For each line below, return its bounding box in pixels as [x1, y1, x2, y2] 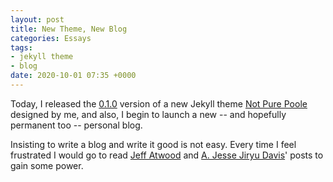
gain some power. [10, 159, 84, 171]
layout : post [10, 14, 65, 25]
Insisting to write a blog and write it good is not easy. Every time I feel [10, 138, 297, 150]
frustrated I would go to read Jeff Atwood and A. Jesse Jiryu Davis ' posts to [10, 149, 324, 161]
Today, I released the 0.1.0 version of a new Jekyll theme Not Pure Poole [10, 97, 308, 110]
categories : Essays [10, 33, 92, 43]
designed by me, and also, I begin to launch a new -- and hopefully [10, 108, 287, 120]
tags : [10, 42, 33, 53]
